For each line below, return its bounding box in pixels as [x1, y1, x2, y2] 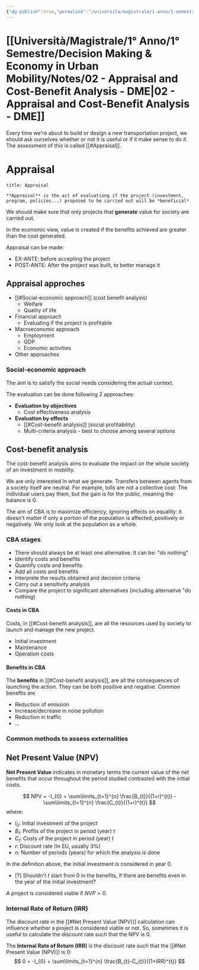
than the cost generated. [6, 232, 66, 239]
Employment [23, 332, 54, 339]
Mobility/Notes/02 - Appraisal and [6, 72, 178, 85]
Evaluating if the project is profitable [23, 319, 113, 326]
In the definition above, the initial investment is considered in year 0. [6, 860, 172, 868]
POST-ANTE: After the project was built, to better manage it [14, 261, 161, 268]
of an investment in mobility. [6, 466, 75, 474]
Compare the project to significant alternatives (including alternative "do [14, 587, 191, 594]
